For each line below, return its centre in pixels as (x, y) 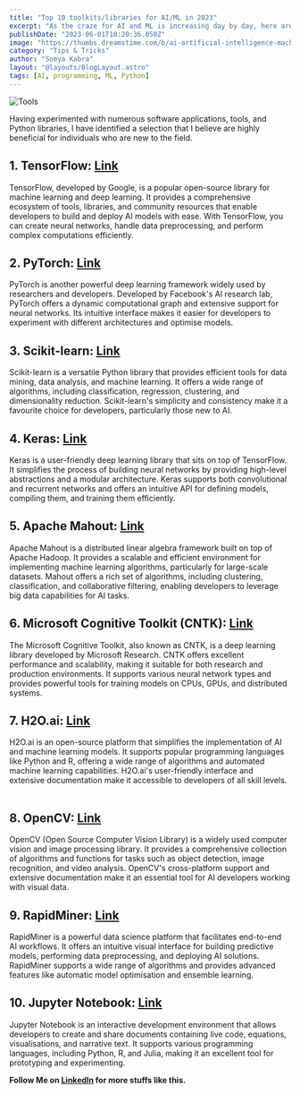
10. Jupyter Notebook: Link (86, 1003)
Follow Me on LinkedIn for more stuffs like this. (97, 1080)
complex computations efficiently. (71, 235)
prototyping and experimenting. (67, 1063)
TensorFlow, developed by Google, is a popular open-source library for (140, 187)
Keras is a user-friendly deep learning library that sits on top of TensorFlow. (148, 460)
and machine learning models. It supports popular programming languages (147, 752)
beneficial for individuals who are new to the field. (101, 137)
